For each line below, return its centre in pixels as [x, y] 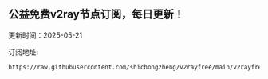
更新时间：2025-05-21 [45, 35]
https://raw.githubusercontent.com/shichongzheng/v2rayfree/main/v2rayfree [137, 67]
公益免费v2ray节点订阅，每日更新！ [97, 14]
